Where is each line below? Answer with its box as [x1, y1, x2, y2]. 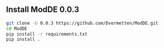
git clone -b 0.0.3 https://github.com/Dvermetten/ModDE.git [6, 20, 159, 26]
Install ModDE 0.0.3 [6, 5, 80, 15]
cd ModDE [6, 26, 28, 32]
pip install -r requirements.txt [6, 31, 88, 37]
